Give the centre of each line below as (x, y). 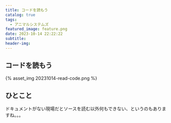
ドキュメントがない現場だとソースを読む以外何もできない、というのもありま (86, 109)
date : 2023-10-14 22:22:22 (34, 34)
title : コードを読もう (27, 10)
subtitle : (16, 39)
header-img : (18, 44)
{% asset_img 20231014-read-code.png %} (51, 78)
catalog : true (20, 15)
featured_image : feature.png (36, 29)
